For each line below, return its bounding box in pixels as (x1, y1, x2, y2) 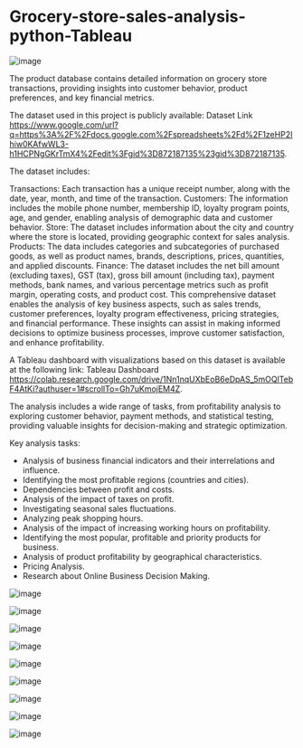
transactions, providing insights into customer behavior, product (9, 82, 248, 93)
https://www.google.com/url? (9, 119, 119, 130)
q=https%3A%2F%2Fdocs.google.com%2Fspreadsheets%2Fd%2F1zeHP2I (9, 128, 293, 139)
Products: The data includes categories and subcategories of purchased (9, 241, 279, 251)
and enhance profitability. (9, 336, 105, 347)
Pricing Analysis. (22, 561, 86, 572)
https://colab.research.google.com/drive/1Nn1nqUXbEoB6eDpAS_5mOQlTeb (9, 374, 294, 384)
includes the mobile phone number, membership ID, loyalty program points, (9, 202, 290, 213)
